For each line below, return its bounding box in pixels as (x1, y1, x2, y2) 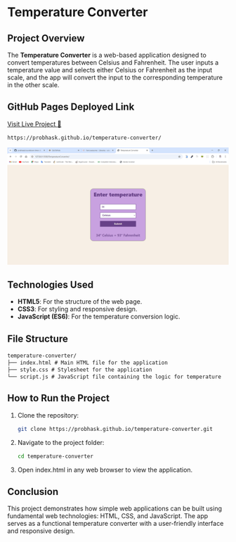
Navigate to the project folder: (17, 438, 105, 446)
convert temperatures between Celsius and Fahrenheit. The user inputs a (7, 58, 219, 67)
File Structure (7, 333, 68, 344)
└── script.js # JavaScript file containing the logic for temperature (7, 373, 221, 380)
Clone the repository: (17, 411, 79, 419)
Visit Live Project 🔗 (7, 120, 62, 128)
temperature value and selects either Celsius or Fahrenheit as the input (7, 66, 213, 74)
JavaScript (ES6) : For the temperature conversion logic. (17, 312, 181, 321)
